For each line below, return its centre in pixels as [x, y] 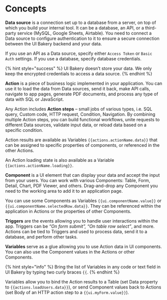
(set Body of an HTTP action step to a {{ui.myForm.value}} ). [67, 292]
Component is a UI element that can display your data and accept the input [83, 175]
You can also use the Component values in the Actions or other [70, 252]
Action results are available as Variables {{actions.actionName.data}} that [82, 140]
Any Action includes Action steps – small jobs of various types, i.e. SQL [79, 109]
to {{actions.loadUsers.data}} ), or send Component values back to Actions [83, 287]
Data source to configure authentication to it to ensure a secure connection [82, 38]
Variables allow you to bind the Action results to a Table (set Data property [82, 282]
